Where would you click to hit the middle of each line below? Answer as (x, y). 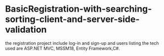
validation (26, 30)
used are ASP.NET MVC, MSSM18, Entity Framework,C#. (62, 48)
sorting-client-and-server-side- (72, 19)
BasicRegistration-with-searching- (79, 9)
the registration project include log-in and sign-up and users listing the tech (82, 43)
